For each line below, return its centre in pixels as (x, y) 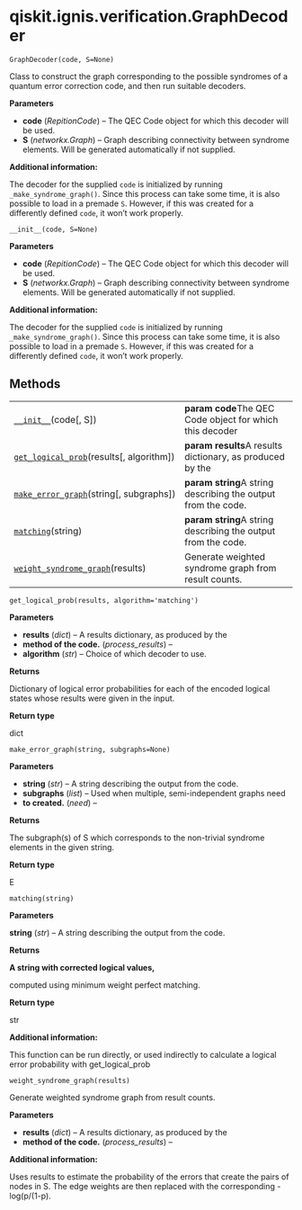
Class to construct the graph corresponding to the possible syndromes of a (149, 76)
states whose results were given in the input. (92, 698)
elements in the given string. (62, 847)
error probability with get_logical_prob (80, 1064)
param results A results (233, 445)
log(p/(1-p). (30, 1196)
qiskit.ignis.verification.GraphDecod (149, 17)
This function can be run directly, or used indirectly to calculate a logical (143, 1054)
